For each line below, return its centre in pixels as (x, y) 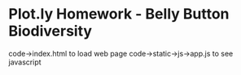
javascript (25, 62)
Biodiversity (50, 31)
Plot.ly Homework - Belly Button (119, 14)
